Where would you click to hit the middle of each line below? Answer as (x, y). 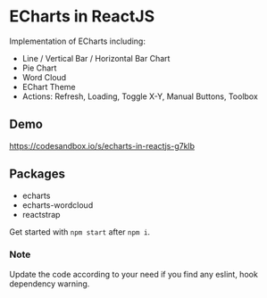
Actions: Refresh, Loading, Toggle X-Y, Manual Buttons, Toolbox (140, 96)
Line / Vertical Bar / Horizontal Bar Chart (96, 58)
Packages (37, 174)
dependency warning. (50, 284)
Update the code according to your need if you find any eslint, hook (134, 274)
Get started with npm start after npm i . (79, 232)
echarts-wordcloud (58, 205)
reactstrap (41, 214)
